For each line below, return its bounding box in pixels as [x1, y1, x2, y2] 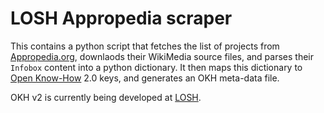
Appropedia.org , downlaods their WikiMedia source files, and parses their [10, 50, 314, 62]
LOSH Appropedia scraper [10, 7, 233, 30]
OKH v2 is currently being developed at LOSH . [10, 91, 202, 103]
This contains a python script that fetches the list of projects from [10, 40, 280, 52]
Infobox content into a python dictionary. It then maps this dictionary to [10, 61, 303, 73]
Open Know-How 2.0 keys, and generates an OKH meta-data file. [10, 72, 280, 84]
